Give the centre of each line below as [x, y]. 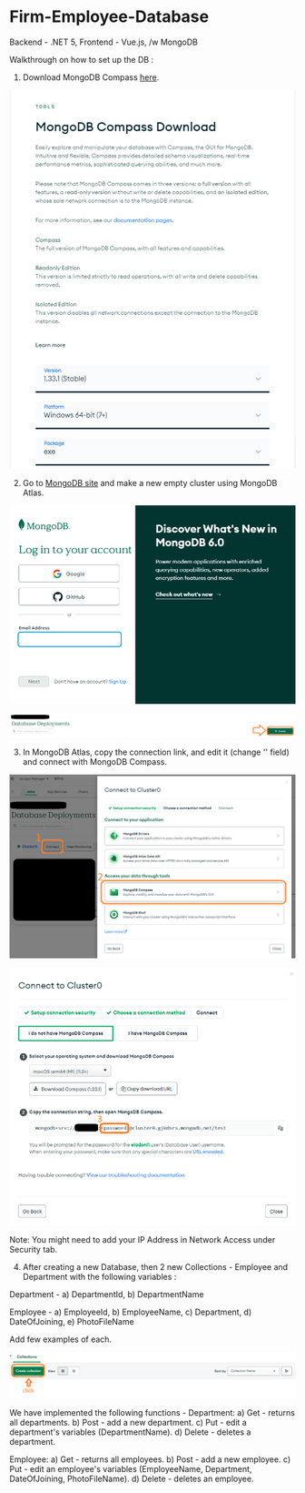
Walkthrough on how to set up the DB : [82, 59]
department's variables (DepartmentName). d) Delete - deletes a [130, 1432]
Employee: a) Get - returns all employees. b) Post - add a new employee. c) [150, 1459]
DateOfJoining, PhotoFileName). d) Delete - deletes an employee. [132, 1479]
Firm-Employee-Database [109, 17]
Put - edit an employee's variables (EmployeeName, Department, [131, 1469]
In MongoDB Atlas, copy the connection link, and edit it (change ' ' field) [156, 752]
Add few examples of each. [60, 1339]
